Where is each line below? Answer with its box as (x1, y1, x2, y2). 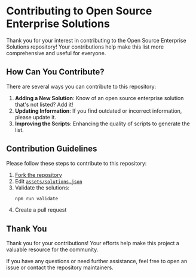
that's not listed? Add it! (14, 101, 73, 108)
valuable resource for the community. (6, 246, 99, 253)
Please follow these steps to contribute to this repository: (6, 159, 147, 167)
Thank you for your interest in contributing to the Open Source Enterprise (6, 37, 186, 44)
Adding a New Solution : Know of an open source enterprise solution (14, 94, 184, 101)
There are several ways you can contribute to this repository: (6, 83, 157, 90)
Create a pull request (14, 206, 67, 213)
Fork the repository (14, 171, 63, 178)
